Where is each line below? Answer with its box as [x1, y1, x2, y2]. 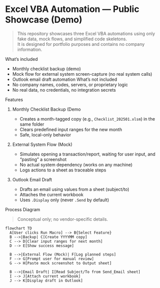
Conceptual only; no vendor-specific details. [17, 216, 108, 222]
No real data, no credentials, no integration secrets [12, 87, 116, 93]
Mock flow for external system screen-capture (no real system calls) [12, 71, 153, 77]
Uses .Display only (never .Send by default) [19, 197, 109, 203]
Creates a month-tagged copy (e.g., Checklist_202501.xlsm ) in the [19, 116, 155, 122]
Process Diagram [5, 206, 41, 212]
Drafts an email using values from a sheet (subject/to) [19, 186, 130, 192]
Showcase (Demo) [5, 14, 83, 25]
